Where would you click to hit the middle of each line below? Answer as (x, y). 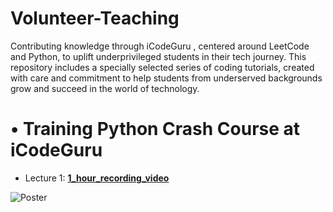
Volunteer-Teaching (95, 18)
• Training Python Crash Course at (155, 129)
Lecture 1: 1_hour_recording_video (97, 178)
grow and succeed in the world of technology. (105, 88)
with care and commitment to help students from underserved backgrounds (166, 78)
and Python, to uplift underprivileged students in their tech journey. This (158, 56)
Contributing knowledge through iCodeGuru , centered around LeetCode (160, 46)
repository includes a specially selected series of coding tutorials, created (162, 67)
